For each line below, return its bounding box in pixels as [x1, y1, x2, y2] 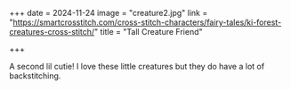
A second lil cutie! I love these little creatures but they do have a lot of [9, 61, 265, 71]
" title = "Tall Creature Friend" [93, 27, 203, 37]
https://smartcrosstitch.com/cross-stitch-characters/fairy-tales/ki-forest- [12, 17, 282, 28]
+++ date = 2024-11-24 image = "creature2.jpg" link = [9, 8, 208, 18]
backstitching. [9, 70, 61, 81]
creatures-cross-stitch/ [9, 27, 95, 37]
